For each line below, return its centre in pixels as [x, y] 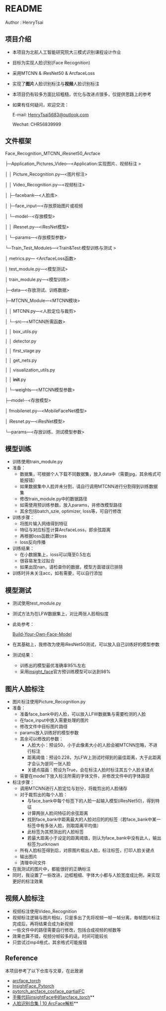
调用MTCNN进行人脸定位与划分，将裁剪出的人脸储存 [74, 788]
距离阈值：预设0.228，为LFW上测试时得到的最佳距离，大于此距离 [94, 757]
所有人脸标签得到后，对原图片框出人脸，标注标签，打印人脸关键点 [87, 850]
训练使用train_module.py [37, 462]
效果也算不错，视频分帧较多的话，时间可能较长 [60, 936]
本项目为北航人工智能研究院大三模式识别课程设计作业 [67, 52]
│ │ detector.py [21, 341]
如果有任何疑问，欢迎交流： [41, 105]
